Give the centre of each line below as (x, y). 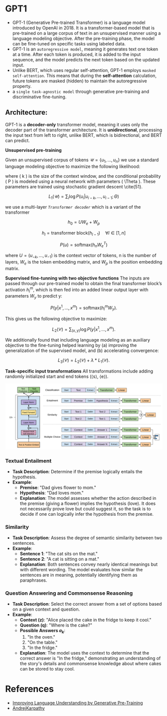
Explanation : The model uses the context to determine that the (84, 653)
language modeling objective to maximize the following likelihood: (73, 166)
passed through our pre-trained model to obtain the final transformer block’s (83, 283)
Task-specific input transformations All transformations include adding (79, 371)
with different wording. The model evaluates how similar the (81, 570)
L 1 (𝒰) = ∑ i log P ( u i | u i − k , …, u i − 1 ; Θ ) (84, 197)
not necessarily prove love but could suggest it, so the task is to (85, 509)
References (29, 689)
